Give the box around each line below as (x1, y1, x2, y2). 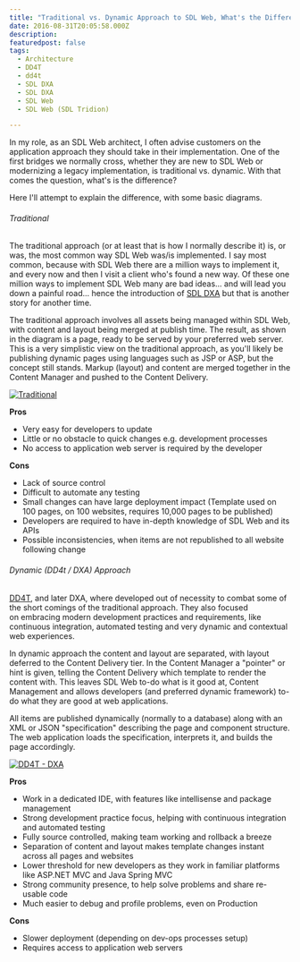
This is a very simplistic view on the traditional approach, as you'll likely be (9, 344, 284, 354)
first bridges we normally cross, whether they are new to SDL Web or (9, 156, 263, 166)
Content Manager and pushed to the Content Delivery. (9, 372, 209, 383)
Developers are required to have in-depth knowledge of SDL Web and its (21, 515, 290, 526)
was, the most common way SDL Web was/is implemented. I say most (9, 250, 267, 260)
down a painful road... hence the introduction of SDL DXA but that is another (9, 288, 290, 299)
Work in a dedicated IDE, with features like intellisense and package (21, 793, 272, 804)
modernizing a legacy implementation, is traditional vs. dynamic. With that (9, 166, 281, 176)
